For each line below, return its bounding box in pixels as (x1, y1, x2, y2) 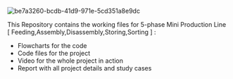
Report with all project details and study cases (17, 64, 152, 72)
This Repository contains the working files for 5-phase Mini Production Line (7, 20, 227, 28)
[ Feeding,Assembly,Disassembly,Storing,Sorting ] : (7, 28, 156, 36)
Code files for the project (17, 49, 91, 57)
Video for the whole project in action (17, 56, 124, 65)
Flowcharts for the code (17, 42, 87, 49)
